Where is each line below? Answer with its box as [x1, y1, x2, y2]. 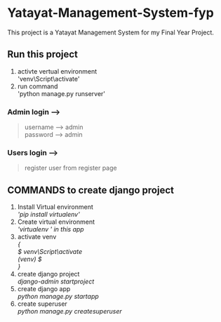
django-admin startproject [17, 277, 95, 286]
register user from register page [24, 163, 117, 173]
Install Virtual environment [17, 203, 93, 211]
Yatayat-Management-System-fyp [7, 5, 214, 21]
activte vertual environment [17, 67, 98, 75]
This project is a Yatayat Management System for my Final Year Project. [7, 28, 214, 36]
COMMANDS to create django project [7, 184, 174, 196]
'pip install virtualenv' [17, 210, 81, 219]
